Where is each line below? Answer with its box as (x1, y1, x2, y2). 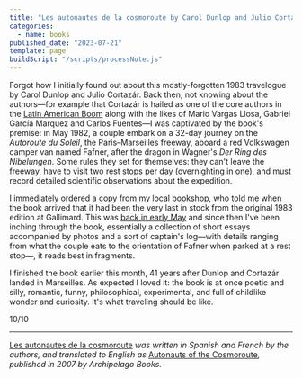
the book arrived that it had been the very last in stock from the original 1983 (9, 202, 293, 212)
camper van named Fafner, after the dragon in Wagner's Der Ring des (9, 147, 268, 157)
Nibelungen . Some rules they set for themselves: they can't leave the (9, 157, 265, 166)
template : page (9, 47, 67, 56)
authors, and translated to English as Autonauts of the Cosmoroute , (9, 349, 261, 360)
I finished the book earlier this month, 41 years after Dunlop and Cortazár (9, 267, 280, 278)
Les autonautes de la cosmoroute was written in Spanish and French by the (9, 339, 289, 350)
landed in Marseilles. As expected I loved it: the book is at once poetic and (9, 277, 285, 288)
